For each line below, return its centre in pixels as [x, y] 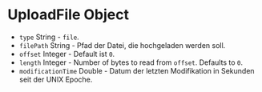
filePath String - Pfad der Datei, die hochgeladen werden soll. [122, 45]
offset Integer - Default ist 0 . [67, 54]
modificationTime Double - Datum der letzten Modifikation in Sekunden [137, 70]
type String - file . [49, 37]
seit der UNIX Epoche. [56, 79]
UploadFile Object [69, 15]
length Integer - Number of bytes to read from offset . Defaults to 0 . [131, 62]
